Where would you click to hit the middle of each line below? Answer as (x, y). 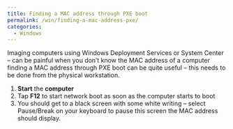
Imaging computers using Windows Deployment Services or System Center (116, 53)
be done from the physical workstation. (63, 75)
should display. (39, 119)
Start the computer (46, 89)
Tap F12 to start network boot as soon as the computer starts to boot (116, 96)
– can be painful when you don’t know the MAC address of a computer (109, 61)
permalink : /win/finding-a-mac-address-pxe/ (73, 20)
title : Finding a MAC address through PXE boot (78, 14)
